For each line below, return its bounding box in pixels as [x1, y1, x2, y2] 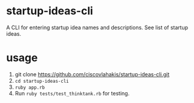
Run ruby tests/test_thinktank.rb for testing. [14, 89, 130, 96]
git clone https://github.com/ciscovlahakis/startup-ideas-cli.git [14, 70, 169, 78]
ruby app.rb [14, 85, 45, 90]
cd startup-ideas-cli [14, 78, 69, 84]
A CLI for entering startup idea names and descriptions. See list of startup [6, 24, 189, 31]
